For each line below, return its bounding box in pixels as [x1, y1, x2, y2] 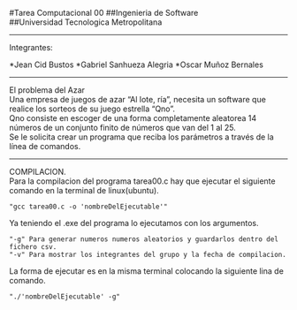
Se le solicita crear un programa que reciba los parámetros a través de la [9, 132, 274, 142]
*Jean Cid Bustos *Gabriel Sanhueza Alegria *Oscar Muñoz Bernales [9, 59, 263, 70]
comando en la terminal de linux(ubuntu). [9, 185, 159, 195]
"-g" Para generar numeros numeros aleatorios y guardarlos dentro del [9, 235, 278, 244]
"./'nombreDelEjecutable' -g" [9, 292, 121, 301]
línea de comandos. [9, 141, 81, 151]
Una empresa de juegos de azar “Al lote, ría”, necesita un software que [9, 95, 267, 104]
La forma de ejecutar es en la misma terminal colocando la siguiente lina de [9, 266, 285, 276]
